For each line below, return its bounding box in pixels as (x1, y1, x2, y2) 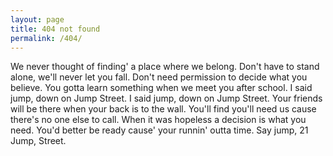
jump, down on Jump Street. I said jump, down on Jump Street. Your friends (10, 92, 323, 105)
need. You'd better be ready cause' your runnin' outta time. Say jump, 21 (10, 124, 309, 136)
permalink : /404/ (10, 33, 83, 43)
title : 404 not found (10, 24, 101, 34)
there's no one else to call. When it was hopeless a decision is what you (10, 114, 307, 126)
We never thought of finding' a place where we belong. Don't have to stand (10, 61, 320, 73)
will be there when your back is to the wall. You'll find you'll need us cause (10, 103, 317, 115)
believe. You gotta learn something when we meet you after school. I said (10, 82, 313, 94)
